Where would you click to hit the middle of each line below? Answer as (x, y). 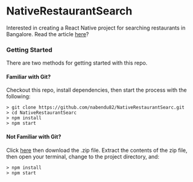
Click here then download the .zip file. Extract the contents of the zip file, (97, 150)
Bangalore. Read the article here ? (48, 34)
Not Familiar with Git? (34, 137)
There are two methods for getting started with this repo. (77, 63)
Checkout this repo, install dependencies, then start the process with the (96, 90)
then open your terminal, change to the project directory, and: (83, 156)
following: (18, 96)
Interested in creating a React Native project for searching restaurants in (96, 28)
